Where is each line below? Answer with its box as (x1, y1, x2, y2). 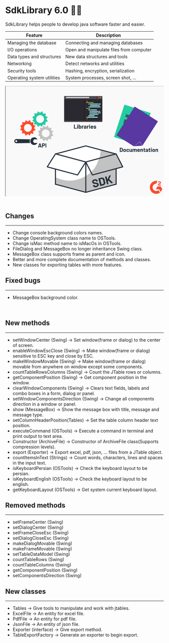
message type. (12, 412, 44, 418)
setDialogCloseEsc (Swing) (12, 535, 69, 541)
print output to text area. (12, 433, 63, 439)
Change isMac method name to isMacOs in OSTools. (12, 240, 122, 246)
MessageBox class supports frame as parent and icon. (12, 251, 126, 257)
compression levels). (12, 444, 56, 450)
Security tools (7, 67, 36, 73)
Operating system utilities (7, 74, 60, 81)
